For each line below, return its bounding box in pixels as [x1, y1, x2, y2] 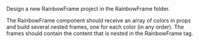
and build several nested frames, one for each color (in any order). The [6, 24, 184, 30]
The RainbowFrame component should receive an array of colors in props [6, 17, 191, 24]
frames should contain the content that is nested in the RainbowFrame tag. [6, 30, 194, 37]
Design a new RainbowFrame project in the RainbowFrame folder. [6, 5, 170, 12]
